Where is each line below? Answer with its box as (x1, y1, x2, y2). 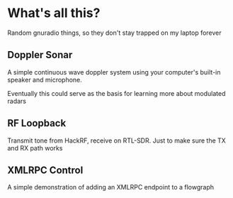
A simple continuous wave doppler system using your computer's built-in (7, 67, 221, 76)
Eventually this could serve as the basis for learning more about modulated (7, 89, 226, 97)
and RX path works (7, 143, 63, 152)
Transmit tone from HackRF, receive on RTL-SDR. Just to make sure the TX (7, 136, 227, 145)
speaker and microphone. (7, 75, 83, 84)
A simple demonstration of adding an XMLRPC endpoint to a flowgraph (7, 183, 215, 192)
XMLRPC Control (7, 164, 84, 176)
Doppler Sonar (7, 49, 73, 61)
